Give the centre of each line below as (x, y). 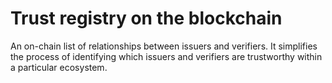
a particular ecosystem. (59, 67)
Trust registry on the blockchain (146, 18)
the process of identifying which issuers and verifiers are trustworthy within (166, 56)
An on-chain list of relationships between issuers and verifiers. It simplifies (164, 46)
